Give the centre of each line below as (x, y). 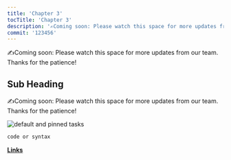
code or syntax (29, 137)
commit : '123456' (32, 33)
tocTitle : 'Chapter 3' (40, 20)
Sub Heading (35, 84)
